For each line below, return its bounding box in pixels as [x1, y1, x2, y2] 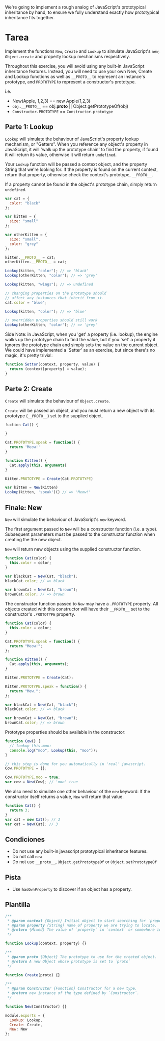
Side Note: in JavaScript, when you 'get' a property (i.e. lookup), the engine [5, 331, 158, 337]
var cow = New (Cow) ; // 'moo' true [5, 780, 78, 785]
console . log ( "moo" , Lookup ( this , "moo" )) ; [9, 748, 98, 753]
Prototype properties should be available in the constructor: [5, 729, 126, 735]
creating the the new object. [5, 537, 62, 542]
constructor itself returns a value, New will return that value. [5, 794, 124, 800]
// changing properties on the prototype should [5, 291, 107, 296]
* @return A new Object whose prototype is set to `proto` [7, 959, 131, 964]
